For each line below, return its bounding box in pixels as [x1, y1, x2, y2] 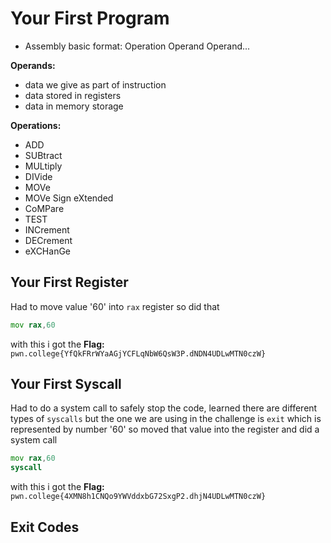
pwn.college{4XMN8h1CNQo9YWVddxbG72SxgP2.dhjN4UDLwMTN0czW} [10, 492, 267, 502]
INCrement [24, 223, 70, 236]
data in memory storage [24, 100, 124, 112]
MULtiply [24, 160, 63, 172]
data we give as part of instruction [24, 78, 167, 91]
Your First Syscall [10, 376, 122, 393]
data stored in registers [24, 89, 122, 101]
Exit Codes [10, 518, 80, 536]
